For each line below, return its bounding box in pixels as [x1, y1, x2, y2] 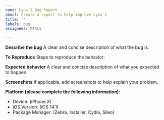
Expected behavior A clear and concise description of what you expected [5, 64, 159, 70]
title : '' [5, 17, 26, 22]
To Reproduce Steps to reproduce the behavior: [5, 54, 105, 61]
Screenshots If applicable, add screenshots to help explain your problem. [5, 79, 158, 85]
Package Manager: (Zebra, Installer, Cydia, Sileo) [12, 109, 115, 115]
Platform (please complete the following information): [5, 89, 121, 95]
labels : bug [5, 21, 30, 27]
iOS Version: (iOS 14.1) [12, 104, 59, 110]
